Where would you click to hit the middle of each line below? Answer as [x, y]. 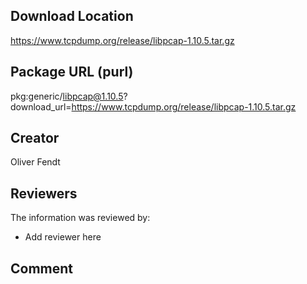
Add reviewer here [63, 237]
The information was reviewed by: [80, 218]
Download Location [72, 16]
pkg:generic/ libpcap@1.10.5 [67, 96]
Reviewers [44, 193]
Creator [35, 138]
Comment [42, 268]
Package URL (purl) [72, 72]
